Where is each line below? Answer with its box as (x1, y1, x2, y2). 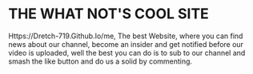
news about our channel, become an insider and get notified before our (8, 39, 244, 49)
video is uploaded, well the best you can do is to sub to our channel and (8, 48, 246, 57)
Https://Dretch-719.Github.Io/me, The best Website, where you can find (8, 31, 243, 41)
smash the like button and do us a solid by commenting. (8, 56, 193, 66)
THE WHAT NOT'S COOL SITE (8, 5, 210, 23)
